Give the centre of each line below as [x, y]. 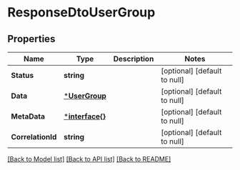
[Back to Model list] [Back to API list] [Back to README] [89, 159]
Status [22, 75]
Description [134, 59]
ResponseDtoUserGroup [81, 12]
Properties [31, 39]
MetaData [28, 116]
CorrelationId [34, 137]
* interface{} [85, 116]
